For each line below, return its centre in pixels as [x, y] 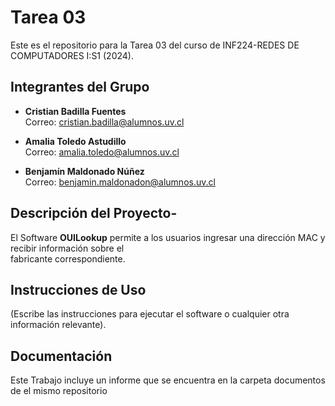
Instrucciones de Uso [78, 289]
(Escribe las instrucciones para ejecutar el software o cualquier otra [150, 314]
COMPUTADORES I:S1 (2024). [72, 55]
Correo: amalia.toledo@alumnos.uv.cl [102, 152]
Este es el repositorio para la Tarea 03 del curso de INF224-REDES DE [155, 45]
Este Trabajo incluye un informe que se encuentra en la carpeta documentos [168, 380]
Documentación [61, 356]
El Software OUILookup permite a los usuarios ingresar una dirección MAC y [168, 237]
